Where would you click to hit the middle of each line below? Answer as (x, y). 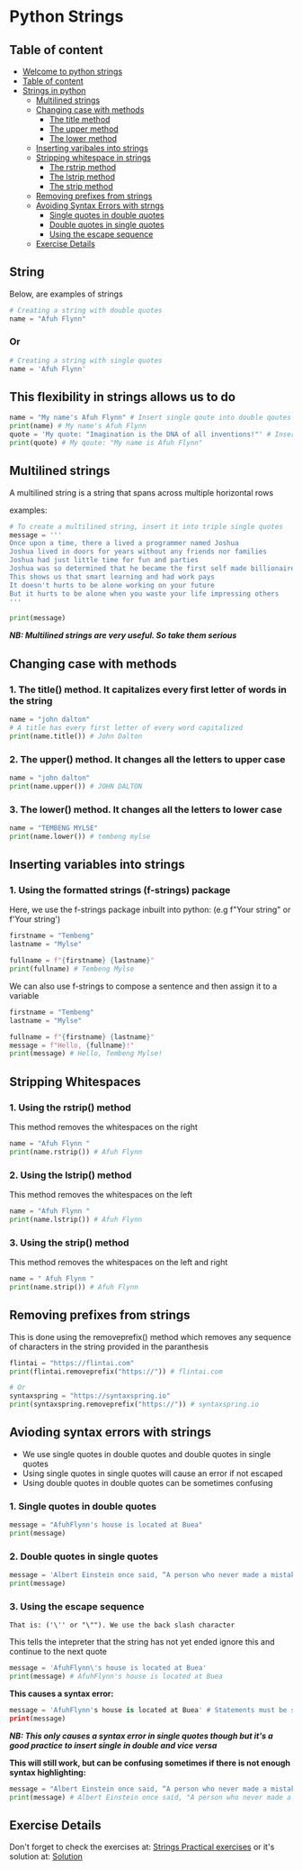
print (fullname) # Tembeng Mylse (72, 969)
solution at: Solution (46, 1856)
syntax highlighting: (48, 1772)
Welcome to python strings (72, 71)
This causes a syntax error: (62, 1693)
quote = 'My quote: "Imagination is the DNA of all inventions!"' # (140, 434)
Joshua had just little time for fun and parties (104, 561)
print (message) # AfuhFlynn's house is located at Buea (116, 1677)
